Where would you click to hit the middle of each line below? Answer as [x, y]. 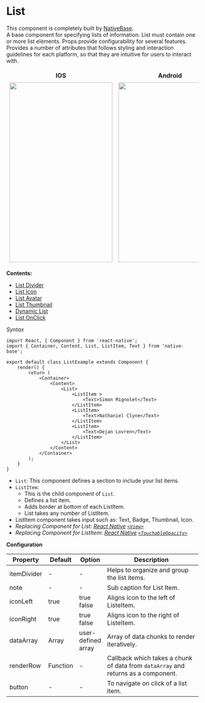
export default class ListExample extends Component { [77, 362]
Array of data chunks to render [151, 636]
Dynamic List [31, 311]
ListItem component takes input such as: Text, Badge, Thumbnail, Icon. [104, 519]
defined [90, 640]
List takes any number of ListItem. [67, 513]
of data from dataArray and [146, 666]
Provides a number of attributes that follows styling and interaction [90, 48]
